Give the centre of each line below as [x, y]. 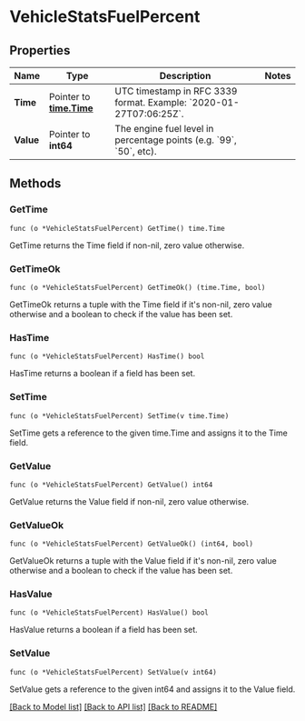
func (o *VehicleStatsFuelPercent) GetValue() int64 [111, 485]
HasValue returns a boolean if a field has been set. [103, 630]
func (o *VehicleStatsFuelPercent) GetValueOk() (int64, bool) [132, 544]
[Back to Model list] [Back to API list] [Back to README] [113, 706]
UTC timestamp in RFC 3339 [176, 91]
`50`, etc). [136, 151]
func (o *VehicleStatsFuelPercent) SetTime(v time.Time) [119, 416]
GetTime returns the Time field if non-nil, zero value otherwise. [127, 245]
